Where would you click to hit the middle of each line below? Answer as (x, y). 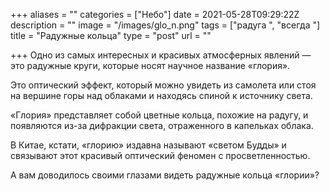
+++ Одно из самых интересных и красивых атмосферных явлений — (161, 55)
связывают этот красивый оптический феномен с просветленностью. (160, 155)
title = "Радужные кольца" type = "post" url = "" (111, 35)
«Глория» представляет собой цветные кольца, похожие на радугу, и (159, 115)
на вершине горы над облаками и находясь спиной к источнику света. (161, 95)
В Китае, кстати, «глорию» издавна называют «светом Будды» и (148, 145)
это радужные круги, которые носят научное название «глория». (150, 65)
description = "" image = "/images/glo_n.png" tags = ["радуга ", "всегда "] (165, 25)
